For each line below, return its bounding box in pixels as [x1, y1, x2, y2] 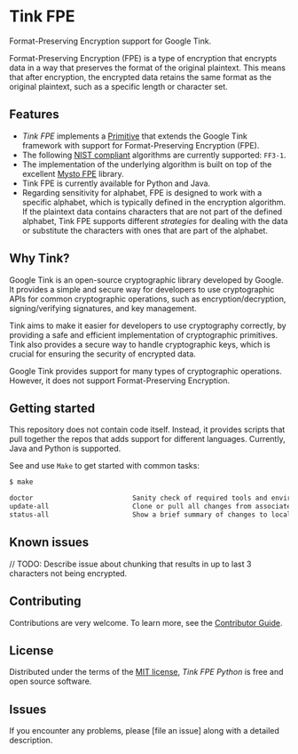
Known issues [9, 535, 90, 550]
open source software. [9, 676, 92, 686]
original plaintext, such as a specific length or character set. [9, 81, 228, 92]
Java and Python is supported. [9, 443, 122, 454]
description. [9, 735, 53, 746]
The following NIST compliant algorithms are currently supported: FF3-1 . [21, 149, 286, 160]
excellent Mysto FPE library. [21, 168, 124, 179]
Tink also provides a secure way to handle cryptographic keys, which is [9, 339, 271, 349]
